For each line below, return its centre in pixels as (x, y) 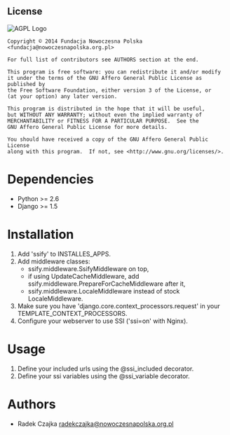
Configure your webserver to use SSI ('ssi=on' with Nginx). (102, 321)
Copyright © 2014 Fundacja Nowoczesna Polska (75, 41)
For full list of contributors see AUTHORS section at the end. (103, 60)
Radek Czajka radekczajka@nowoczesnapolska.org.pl (95, 424)
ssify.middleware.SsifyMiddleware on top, (88, 268)
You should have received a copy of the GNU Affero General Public (108, 139)
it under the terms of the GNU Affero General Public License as (104, 78)
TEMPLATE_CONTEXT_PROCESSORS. (72, 313)
